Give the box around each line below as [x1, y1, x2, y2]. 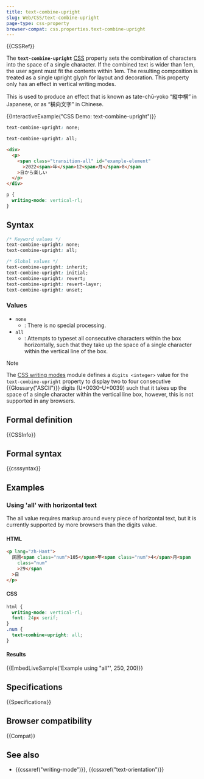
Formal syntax [6, 448, 62, 459]
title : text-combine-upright [6, 9, 80, 15]
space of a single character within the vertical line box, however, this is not [6, 390, 194, 398]
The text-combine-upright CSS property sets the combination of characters [6, 54, 197, 62]
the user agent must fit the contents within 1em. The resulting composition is [6, 68, 199, 75]
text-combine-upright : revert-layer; [6, 281, 102, 287]
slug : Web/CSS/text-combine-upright [6, 15, 99, 21]
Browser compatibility [6, 716, 93, 727]
